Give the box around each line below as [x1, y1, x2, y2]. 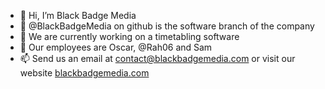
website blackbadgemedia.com [19, 67, 150, 79]
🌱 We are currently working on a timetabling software [19, 31, 240, 42]
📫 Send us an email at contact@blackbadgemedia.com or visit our [19, 53, 296, 64]
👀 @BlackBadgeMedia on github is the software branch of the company [19, 20, 315, 32]
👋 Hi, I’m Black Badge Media [19, 10, 137, 21]
